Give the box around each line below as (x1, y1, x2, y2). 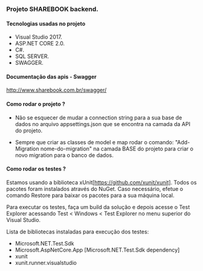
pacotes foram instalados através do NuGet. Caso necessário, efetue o (6, 185, 184, 192)
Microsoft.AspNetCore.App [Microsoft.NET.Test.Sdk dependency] (15, 246, 180, 253)
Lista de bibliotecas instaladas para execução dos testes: (6, 228, 149, 235)
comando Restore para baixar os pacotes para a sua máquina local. (6, 192, 175, 199)
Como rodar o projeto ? (6, 100, 65, 107)
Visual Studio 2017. (15, 33, 62, 41)
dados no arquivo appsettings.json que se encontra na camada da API (15, 120, 191, 127)
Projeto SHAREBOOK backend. (6, 5, 99, 13)
